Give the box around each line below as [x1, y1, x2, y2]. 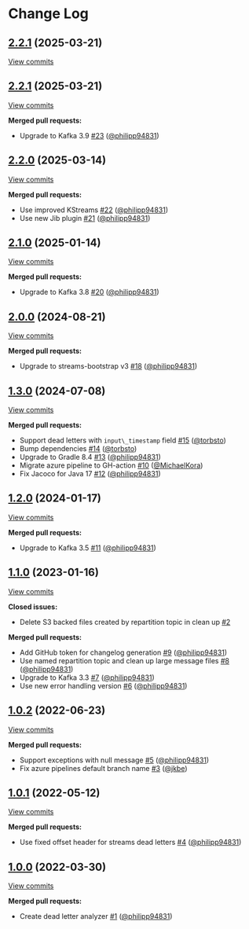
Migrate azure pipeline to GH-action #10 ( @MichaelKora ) [19, 461, 203, 470]
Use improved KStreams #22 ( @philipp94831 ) [19, 205, 169, 215]
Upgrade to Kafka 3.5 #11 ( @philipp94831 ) [19, 543, 157, 553]
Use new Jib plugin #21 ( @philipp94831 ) [19, 213, 151, 222]
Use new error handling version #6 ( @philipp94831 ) [19, 681, 188, 690]
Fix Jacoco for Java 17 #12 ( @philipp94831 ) [19, 469, 161, 479]
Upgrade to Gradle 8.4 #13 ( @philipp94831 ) [19, 453, 161, 462]
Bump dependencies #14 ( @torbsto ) [19, 444, 137, 453]
